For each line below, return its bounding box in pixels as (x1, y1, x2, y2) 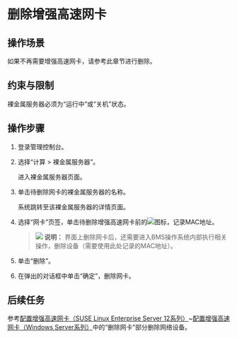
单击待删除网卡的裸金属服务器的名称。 (17, 187, 129, 196)
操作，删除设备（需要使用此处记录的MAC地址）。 (35, 241, 177, 250)
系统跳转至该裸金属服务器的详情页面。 (17, 202, 129, 211)
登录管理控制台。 (17, 142, 68, 151)
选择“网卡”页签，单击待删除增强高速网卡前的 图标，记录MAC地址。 (17, 217, 219, 226)
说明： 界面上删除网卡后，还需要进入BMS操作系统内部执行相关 (44, 233, 228, 241)
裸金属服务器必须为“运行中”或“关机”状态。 (7, 100, 130, 108)
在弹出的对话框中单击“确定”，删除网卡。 (17, 272, 136, 280)
